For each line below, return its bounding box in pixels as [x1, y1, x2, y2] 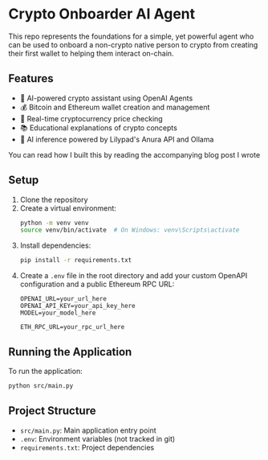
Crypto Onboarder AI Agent [8, 5, 195, 23]
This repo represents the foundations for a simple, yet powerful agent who [8, 31, 254, 41]
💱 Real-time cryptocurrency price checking [19, 113, 163, 123]
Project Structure [8, 404, 96, 418]
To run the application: [8, 367, 83, 376]
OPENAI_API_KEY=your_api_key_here [19, 302, 136, 310]
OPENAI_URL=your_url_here [19, 295, 107, 303]
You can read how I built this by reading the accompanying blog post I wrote [8, 150, 261, 159]
